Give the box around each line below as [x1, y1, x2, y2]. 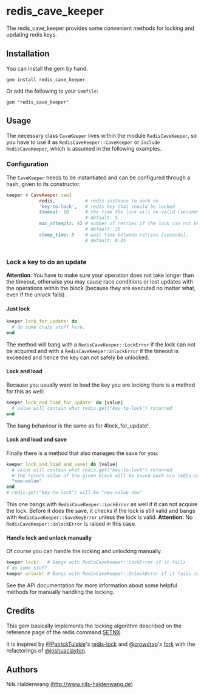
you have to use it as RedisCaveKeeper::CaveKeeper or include [6, 138, 160, 146]
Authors [6, 665, 38, 675]
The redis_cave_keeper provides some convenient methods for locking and [6, 24, 194, 32]
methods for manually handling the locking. [6, 588, 115, 595]
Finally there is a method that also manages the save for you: [6, 449, 159, 457]
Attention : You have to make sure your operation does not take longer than [6, 271, 194, 279]
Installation [6, 49, 50, 59]
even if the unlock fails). [6, 291, 67, 298]
